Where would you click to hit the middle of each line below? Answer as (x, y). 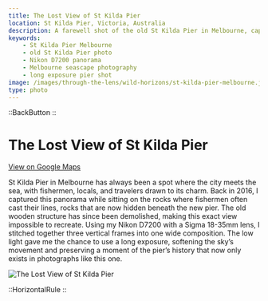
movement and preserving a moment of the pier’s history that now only (125, 250)
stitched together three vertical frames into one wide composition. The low (131, 233)
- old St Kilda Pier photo (67, 53)
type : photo (28, 90)
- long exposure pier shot (67, 75)
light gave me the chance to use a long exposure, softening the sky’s (121, 242)
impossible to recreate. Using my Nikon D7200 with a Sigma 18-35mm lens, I (134, 225)
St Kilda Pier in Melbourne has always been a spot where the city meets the (132, 182)
